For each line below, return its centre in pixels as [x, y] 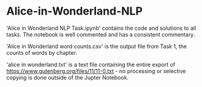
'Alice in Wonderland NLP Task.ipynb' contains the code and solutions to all [101, 28]
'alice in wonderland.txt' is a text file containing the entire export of [91, 64]
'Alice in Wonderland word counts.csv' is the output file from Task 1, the [97, 46]
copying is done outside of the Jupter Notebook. [68, 77]
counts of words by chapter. [42, 52]
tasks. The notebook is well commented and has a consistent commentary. [101, 34]
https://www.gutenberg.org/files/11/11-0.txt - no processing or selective [96, 71]
